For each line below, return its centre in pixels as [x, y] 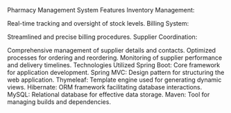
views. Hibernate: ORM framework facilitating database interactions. [105, 87]
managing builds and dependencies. [59, 102]
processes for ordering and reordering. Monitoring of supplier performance [115, 58]
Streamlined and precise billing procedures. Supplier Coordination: [102, 37]
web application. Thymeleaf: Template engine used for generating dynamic [114, 80]
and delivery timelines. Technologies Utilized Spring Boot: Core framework [114, 65]
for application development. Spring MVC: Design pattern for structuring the [116, 72]
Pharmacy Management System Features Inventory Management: [101, 10]
